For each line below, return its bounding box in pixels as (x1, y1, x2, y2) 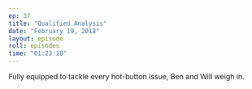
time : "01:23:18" (8, 49, 67, 57)
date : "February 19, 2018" (8, 27, 100, 35)
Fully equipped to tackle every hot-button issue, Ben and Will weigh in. (8, 72, 245, 81)
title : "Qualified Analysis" (8, 19, 107, 28)
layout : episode (8, 34, 63, 43)
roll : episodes (8, 42, 60, 50)
